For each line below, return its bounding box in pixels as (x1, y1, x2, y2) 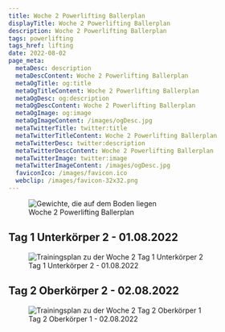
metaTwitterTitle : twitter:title (15, 124, 128, 132)
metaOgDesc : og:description (15, 94, 110, 102)
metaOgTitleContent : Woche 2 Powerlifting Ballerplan (15, 86, 199, 95)
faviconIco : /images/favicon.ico (15, 169, 128, 177)
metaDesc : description (15, 64, 92, 73)
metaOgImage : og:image (15, 110, 92, 118)
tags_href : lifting (8, 42, 74, 50)
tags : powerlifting (8, 34, 74, 43)
